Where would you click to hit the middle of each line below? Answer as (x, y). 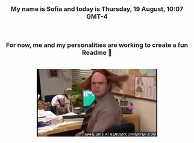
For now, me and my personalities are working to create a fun (97, 45)
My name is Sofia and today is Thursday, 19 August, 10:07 (97, 9)
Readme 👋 (97, 53)
